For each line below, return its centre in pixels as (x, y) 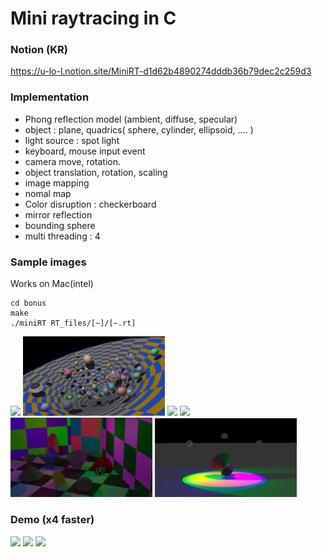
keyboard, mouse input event (85, 151)
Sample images (48, 262)
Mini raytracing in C (93, 18)
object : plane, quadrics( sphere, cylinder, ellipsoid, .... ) (139, 129)
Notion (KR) (39, 50)
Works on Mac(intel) (52, 284)
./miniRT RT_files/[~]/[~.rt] (73, 323)
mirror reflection (58, 214)
